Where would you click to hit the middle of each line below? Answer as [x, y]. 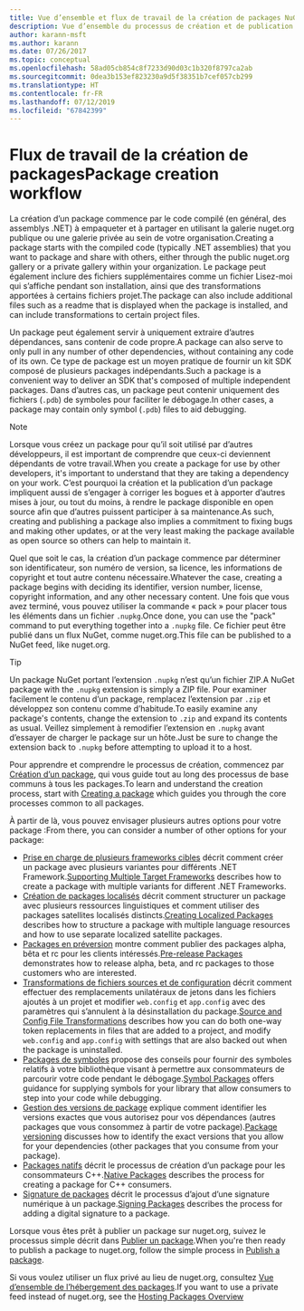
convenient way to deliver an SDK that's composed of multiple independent [150, 380]
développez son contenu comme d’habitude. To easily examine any [133, 709]
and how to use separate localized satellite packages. [123, 934]
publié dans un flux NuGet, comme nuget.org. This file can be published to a [150, 636]
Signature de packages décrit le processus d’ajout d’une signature [146, 1194]
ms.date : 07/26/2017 [48, 52]
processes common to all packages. [77, 803]
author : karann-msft [48, 34]
